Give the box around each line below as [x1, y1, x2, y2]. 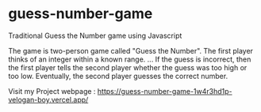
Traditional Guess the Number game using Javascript [8, 31, 182, 40]
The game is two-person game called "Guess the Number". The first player [8, 46, 254, 55]
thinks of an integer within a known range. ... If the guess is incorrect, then [8, 54, 251, 64]
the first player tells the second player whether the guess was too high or [8, 62, 248, 72]
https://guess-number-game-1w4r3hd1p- [97, 86, 232, 95]
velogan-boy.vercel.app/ [8, 95, 89, 104]
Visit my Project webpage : [8, 86, 96, 95]
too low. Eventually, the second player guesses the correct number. [8, 71, 228, 80]
